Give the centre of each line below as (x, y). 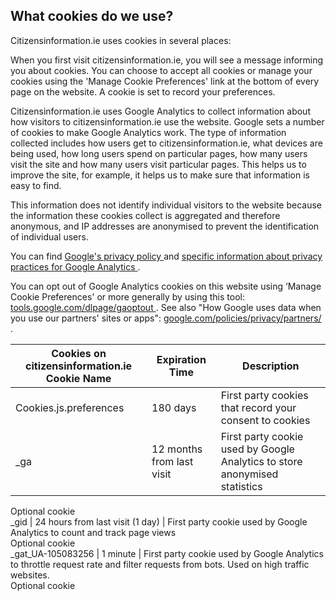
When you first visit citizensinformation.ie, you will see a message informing (167, 60)
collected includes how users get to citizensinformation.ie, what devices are (166, 143)
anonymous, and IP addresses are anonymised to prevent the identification (165, 226)
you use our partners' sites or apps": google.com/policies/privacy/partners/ (166, 318)
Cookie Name (78, 378)
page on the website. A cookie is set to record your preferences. (143, 91)
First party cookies (264, 395)
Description (271, 366)
